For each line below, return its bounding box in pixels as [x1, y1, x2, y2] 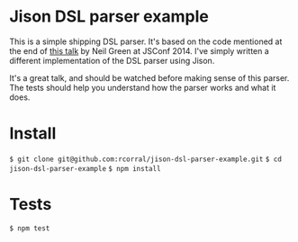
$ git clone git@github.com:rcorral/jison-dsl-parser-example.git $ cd [9, 155, 282, 164]
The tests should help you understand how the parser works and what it [9, 82, 276, 93]
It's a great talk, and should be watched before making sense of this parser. [9, 72, 290, 83]
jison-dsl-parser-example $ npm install [9, 164, 161, 173]
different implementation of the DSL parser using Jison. [9, 55, 215, 66]
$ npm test [9, 223, 50, 233]
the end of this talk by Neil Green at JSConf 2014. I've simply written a [9, 45, 270, 56]
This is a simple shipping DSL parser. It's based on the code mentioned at [9, 36, 283, 47]
